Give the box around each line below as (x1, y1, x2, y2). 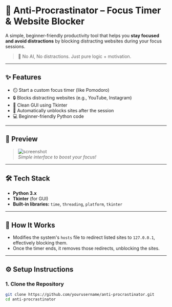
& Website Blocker (5, 15, 85, 27)
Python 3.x (12, 190, 37, 196)
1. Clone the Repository (5, 280, 64, 288)
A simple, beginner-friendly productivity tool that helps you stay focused (5, 32, 160, 38)
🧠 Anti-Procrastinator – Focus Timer (5, 5, 161, 16)
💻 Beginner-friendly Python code (12, 113, 84, 119)
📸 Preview (5, 135, 38, 144)
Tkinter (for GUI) (12, 196, 49, 202)
